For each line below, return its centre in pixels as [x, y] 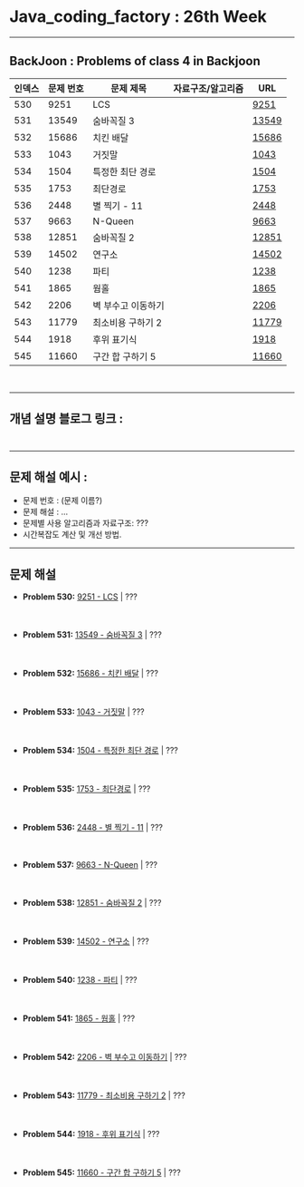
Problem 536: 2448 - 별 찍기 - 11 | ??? [93, 828]
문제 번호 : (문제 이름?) [62, 501]
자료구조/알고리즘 [209, 88]
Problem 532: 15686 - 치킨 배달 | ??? [90, 674]
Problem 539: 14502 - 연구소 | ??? [85, 941]
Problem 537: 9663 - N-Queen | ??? [90, 865]
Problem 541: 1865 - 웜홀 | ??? [79, 1018]
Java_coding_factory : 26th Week [138, 17]
